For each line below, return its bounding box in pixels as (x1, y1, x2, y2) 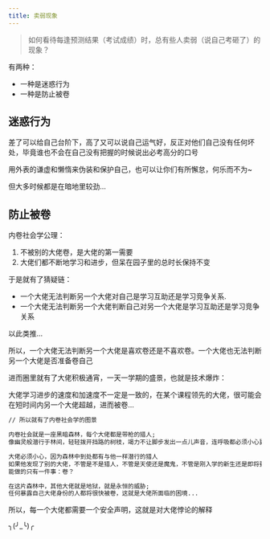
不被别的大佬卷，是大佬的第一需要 (19, 247, 133, 257)
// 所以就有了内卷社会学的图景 (8, 416, 98, 424)
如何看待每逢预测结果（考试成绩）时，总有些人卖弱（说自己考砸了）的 (27, 35, 261, 44)
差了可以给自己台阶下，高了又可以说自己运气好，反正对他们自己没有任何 (8, 137, 247, 147)
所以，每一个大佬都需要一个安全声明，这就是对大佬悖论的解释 (8, 505, 213, 515)
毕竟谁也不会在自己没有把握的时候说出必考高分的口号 (22, 148, 198, 157)
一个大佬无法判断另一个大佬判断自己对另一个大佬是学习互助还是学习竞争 (19, 302, 260, 312)
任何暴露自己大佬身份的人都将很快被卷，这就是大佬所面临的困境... (8, 489, 199, 498)
